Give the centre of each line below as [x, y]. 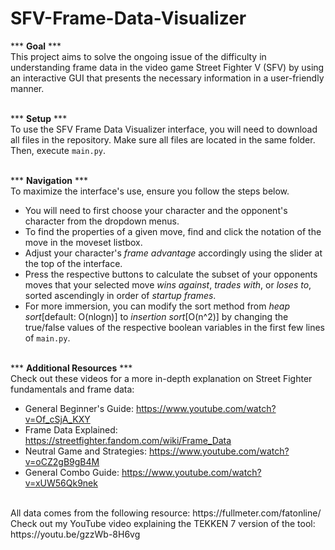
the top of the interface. [73, 263]
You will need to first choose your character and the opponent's [156, 210]
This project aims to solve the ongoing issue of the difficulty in [138, 56]
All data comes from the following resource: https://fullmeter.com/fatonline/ [166, 513]
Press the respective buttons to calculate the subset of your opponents [171, 274]
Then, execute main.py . [58, 150]
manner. [27, 88]
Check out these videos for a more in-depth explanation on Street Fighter [161, 378]
